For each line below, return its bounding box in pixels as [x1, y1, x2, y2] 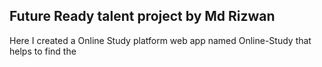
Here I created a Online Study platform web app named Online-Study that [9, 34, 312, 46]
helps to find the [9, 45, 77, 57]
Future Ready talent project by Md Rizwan [9, 8, 276, 25]
